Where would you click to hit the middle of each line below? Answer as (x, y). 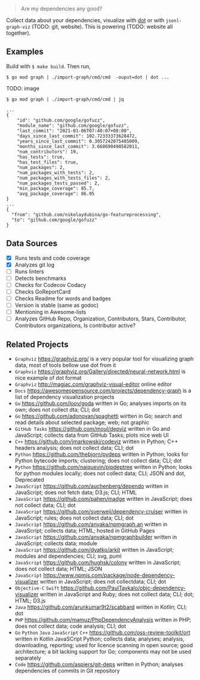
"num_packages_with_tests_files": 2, (64, 178)
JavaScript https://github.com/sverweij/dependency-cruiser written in (101, 512)
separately (28, 658)
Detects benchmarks (41, 278)
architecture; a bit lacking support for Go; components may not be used (103, 652)
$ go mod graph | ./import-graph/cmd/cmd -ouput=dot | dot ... (88, 77)
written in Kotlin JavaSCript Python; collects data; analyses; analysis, (100, 639)
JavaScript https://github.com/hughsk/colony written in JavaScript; (98, 563)
